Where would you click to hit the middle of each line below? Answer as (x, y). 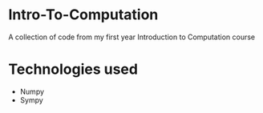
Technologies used (73, 69)
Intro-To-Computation (83, 15)
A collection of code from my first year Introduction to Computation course (132, 37)
